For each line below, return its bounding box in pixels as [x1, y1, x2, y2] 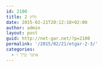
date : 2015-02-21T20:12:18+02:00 [6, 19, 88, 25]
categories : [6, 47, 35, 52]
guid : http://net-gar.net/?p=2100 [6, 36, 91, 41]
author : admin [6, 24, 41, 31]
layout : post [6, 30, 38, 36]
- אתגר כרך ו [11, 52, 39, 58]
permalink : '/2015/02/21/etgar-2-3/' [6, 41, 98, 47]
